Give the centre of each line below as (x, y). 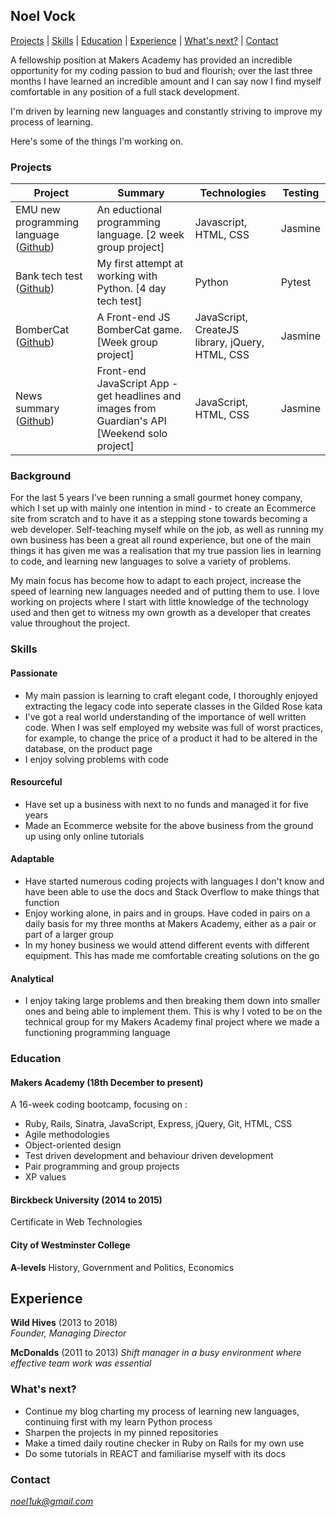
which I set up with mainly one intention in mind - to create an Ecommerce (163, 508)
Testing (301, 193)
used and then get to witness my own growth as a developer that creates (160, 613)
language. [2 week (140, 235)
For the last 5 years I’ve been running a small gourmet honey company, (156, 498)
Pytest (296, 282)
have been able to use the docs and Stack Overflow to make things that (172, 891)
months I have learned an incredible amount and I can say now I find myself (166, 81)
